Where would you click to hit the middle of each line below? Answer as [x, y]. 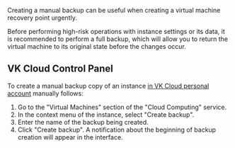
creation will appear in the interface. [70, 137]
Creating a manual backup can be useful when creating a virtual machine [114, 10]
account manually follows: [45, 93]
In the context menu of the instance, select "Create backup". [106, 114]
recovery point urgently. [42, 18]
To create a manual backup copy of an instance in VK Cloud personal [108, 86]
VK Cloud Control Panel [60, 69]
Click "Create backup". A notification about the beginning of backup [117, 130]
